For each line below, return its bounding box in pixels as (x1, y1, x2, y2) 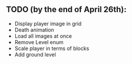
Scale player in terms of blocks (14, 45, 89, 52)
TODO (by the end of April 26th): (6, 5, 127, 15)
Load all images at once (14, 32, 72, 40)
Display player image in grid (14, 20, 82, 27)
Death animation (14, 26, 54, 33)
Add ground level (14, 51, 57, 58)
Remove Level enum (14, 38, 64, 45)
